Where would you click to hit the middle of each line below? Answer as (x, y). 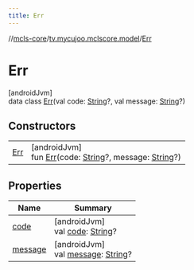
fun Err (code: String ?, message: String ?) (106, 158)
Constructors (42, 125)
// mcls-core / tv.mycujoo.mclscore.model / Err (80, 38)
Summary (93, 208)
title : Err (26, 16)
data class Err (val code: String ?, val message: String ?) (97, 101)
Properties (35, 185)
